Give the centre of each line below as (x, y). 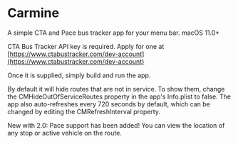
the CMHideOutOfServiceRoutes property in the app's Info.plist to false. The (119, 96)
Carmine (33, 13)
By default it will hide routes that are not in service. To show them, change (116, 89)
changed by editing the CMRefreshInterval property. (84, 111)
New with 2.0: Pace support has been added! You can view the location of (116, 125)
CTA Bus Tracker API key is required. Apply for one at (86, 46)
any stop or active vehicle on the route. (65, 133)
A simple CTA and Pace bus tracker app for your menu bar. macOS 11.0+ (114, 33)
